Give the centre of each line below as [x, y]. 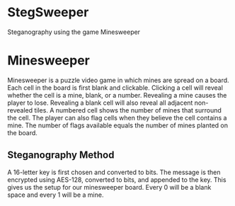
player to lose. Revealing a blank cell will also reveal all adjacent [100, 103]
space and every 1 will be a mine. [56, 195]
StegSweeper [48, 12]
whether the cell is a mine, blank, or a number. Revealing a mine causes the [117, 95]
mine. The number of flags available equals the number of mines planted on [118, 125]
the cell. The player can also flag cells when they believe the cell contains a [117, 118]
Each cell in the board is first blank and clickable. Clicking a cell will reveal [115, 87]
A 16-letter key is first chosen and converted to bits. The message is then [114, 172]
